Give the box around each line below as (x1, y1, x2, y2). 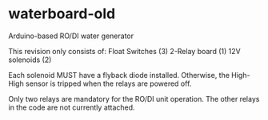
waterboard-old (8, 5, 116, 23)
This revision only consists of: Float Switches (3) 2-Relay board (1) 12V (8, 46, 242, 56)
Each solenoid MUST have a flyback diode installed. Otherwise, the (8, 70, 230, 79)
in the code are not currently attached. (8, 103, 135, 112)
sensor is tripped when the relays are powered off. (25, 79, 192, 88)
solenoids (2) (8, 55, 52, 64)
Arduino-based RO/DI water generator (8, 31, 134, 41)
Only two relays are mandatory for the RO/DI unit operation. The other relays (8, 94, 260, 103)
